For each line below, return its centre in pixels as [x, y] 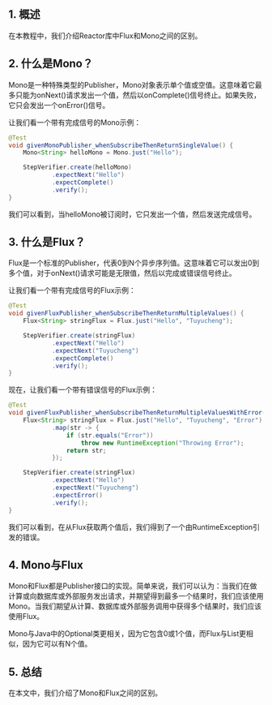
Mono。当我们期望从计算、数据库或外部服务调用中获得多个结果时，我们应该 [135, 606]
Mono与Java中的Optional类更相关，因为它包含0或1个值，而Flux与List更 [127, 634]
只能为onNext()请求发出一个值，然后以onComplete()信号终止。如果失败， [138, 95]
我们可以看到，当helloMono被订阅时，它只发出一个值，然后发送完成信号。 [132, 214]
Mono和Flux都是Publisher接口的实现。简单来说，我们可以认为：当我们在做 [133, 586]
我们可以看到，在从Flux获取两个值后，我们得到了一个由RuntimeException [131, 527]
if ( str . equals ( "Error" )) [110, 435]
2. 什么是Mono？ [51, 64]
